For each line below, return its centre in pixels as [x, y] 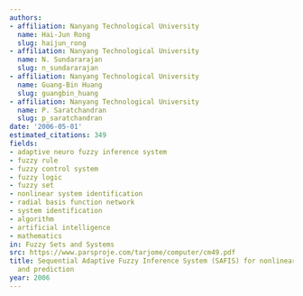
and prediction [46, 270]
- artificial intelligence [60, 227]
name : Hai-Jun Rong [54, 34]
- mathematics [36, 236]
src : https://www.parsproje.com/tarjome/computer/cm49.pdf [123, 253]
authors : [26, 18]
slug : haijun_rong [52, 43]
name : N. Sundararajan [60, 60]
